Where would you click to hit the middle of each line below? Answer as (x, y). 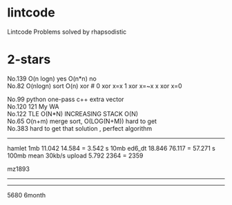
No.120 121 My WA (33, 106)
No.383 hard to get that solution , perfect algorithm (80, 128)
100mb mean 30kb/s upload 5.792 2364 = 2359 (75, 155)
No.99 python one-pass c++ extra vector (66, 99)
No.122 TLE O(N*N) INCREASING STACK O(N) (73, 114)
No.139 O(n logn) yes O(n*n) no (52, 78)
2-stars (29, 60)
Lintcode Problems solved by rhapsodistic (67, 32)
